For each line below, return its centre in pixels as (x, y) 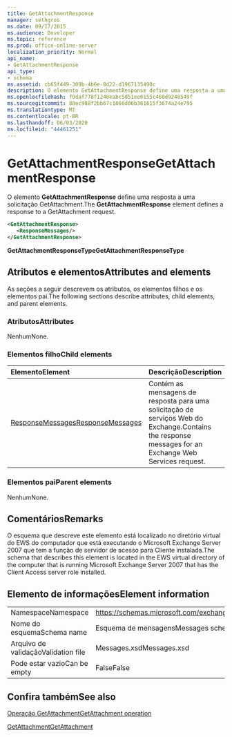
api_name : (21, 59)
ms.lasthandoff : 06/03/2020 (48, 123)
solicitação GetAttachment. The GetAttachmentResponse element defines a (115, 204)
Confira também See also (61, 697)
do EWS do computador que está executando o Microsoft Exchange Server (114, 543)
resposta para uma (179, 401)
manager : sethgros (33, 20)
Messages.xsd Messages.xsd (143, 648)
